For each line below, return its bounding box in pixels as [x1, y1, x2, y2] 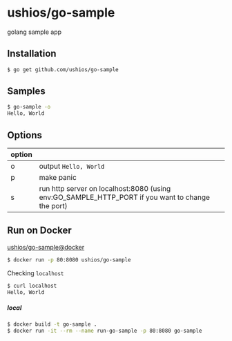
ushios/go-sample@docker [7, 243, 85, 251]
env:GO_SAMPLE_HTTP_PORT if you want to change [39, 192, 211, 202]
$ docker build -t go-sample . [7, 321, 97, 328]
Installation [7, 48, 57, 59]
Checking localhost [7, 268, 64, 277]
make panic [39, 173, 77, 182]
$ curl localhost [7, 282, 57, 289]
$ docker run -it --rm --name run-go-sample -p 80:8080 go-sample [7, 327, 202, 335]
